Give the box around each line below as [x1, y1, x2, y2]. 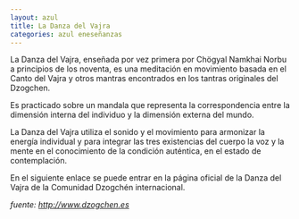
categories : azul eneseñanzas [10, 29, 123, 38]
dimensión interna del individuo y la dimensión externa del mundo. [10, 109, 254, 121]
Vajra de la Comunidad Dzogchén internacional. [10, 182, 186, 193]
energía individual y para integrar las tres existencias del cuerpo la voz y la [10, 136, 285, 147]
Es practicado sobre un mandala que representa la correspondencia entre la [10, 100, 291, 111]
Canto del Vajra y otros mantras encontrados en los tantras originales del [10, 73, 279, 84]
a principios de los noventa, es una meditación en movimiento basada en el [10, 63, 287, 74]
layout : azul [10, 13, 59, 22]
